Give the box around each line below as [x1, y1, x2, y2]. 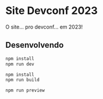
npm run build [5, 77, 40, 83]
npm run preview [5, 87, 45, 94]
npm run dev [5, 61, 34, 67]
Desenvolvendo [5, 40, 64, 50]
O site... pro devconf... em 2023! [5, 23, 83, 30]
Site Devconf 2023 [5, 4, 98, 17]
